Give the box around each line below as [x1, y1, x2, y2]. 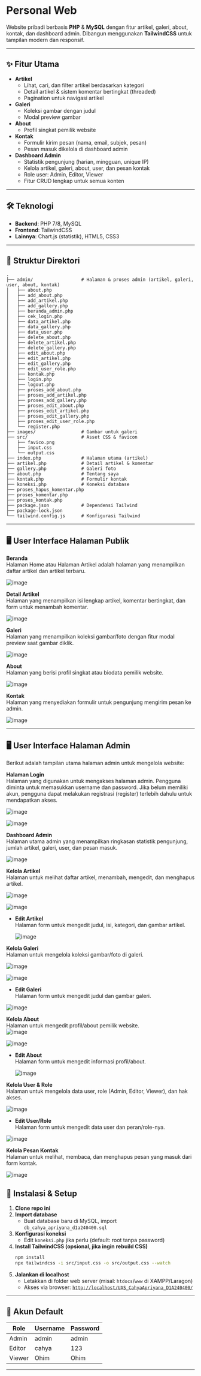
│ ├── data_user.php [6, 329, 63, 335]
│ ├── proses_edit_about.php [6, 403, 84, 409]
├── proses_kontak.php [6, 497, 63, 503]
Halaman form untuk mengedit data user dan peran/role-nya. [14, 1123, 166, 1131]
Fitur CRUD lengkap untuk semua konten [23, 177, 124, 184]
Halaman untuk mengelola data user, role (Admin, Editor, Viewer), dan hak [6, 1087, 188, 1095]
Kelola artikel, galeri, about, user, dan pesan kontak [23, 164, 150, 172]
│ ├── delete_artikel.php [6, 340, 77, 346]
